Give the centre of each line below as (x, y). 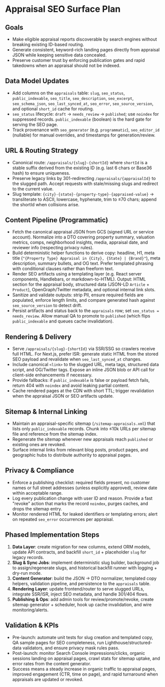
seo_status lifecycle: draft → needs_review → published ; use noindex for (85, 114)
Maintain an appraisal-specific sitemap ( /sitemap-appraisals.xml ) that (83, 423)
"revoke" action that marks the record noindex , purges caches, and (80, 504)
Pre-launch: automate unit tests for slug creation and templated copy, (83, 637)
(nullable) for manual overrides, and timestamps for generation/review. (84, 135)
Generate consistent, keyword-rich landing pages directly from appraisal (86, 50)
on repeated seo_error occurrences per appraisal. (63, 519)
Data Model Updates (37, 81)
